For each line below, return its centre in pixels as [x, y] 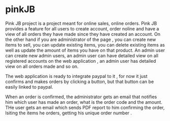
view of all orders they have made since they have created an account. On [83, 34]
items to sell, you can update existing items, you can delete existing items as [85, 45]
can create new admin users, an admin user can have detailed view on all [82, 55]
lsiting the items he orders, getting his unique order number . [69, 113]
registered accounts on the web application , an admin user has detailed [81, 61]
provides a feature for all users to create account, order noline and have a [82, 28]
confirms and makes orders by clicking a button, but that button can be [79, 82]
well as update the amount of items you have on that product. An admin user [85, 50]
